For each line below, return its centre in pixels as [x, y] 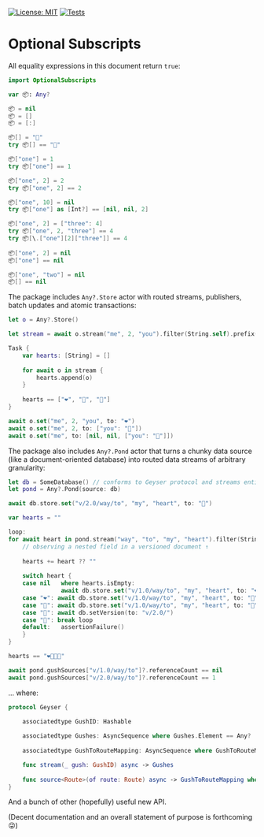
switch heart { [47, 576]
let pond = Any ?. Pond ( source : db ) [65, 489]
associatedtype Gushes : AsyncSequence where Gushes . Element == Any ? [137, 736]
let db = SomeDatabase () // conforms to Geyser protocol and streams [125, 482]
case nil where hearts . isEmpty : [79, 583]
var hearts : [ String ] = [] [66, 355]
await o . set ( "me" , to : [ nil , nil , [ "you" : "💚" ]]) [91, 436]
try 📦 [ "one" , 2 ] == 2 [45, 188]
